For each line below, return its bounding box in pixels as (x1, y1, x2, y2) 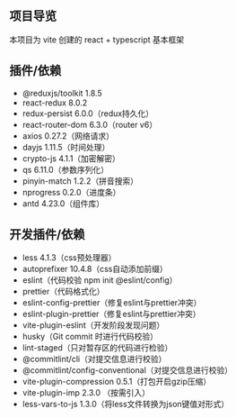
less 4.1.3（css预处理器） (22, 252, 117, 263)
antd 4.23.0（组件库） (22, 197, 105, 209)
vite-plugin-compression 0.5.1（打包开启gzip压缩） (22, 377, 212, 387)
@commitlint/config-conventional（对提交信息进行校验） (22, 365, 233, 376)
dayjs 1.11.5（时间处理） (22, 141, 110, 152)
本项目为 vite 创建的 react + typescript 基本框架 (9, 34, 185, 45)
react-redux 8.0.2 (22, 97, 88, 108)
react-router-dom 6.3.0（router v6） (22, 119, 158, 130)
